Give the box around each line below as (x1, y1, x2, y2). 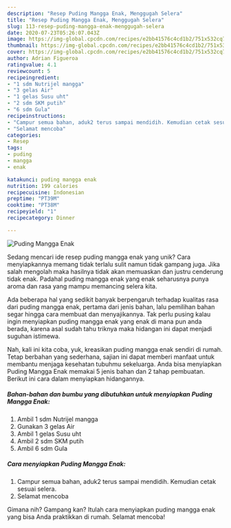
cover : (7, 49, 26, 56)
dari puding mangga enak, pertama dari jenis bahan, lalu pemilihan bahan (7, 302, 215, 310)
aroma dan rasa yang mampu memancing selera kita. (7, 282, 157, 290)
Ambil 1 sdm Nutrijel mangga (16, 414, 98, 423)
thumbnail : (7, 42, 38, 49)
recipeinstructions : (7, 112, 67, 119)
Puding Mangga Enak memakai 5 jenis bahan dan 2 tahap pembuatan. (7, 367, 205, 375)
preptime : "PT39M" (7, 196, 60, 202)
